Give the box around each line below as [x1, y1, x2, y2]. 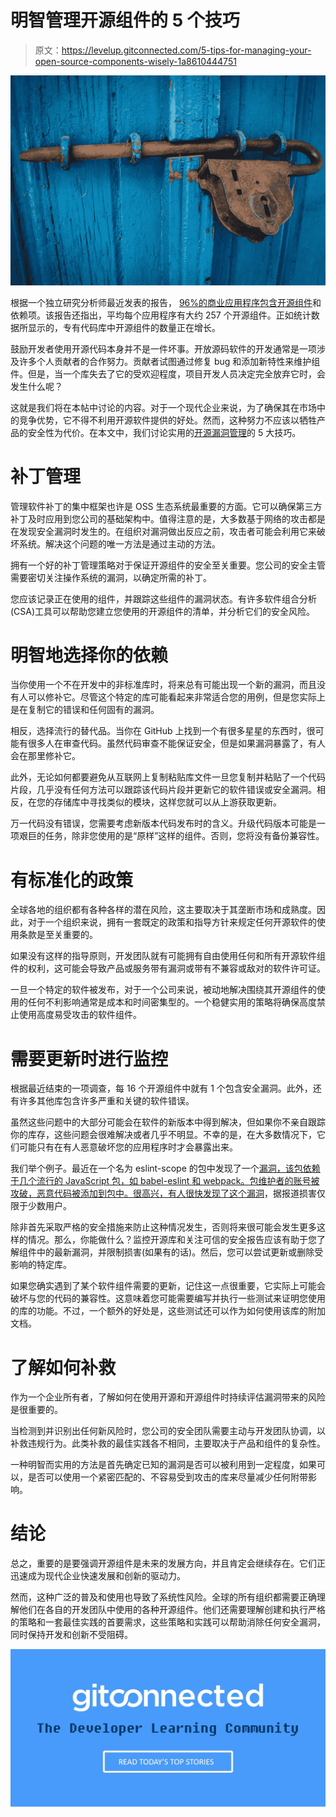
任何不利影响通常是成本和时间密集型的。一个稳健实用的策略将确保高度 [27, 996, 317, 1008]
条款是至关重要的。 [18, 929, 98, 941]
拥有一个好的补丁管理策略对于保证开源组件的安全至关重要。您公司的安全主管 [10, 559, 326, 571]
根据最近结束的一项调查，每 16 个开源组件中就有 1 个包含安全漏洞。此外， [10, 1082, 313, 1095]
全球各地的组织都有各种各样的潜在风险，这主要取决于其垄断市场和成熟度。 [10, 904, 317, 916]
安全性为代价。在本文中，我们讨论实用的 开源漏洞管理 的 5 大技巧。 [27, 426, 302, 438]
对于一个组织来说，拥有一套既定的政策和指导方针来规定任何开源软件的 [27, 916, 317, 928]
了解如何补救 [10, 1356, 117, 1379]
